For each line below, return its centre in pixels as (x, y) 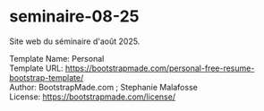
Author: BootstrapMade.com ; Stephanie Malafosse (104, 87)
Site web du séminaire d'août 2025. (75, 41)
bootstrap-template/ (47, 77)
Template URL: (37, 68)
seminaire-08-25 (74, 17)
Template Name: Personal (57, 58)
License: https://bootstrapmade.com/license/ (93, 97)
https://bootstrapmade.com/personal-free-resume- (160, 68)
